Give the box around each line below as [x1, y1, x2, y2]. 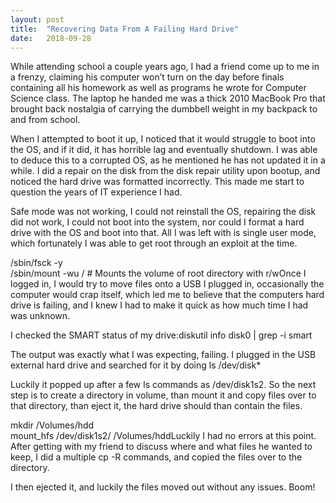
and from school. [10, 114, 81, 126]
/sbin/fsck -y [10, 257, 63, 269]
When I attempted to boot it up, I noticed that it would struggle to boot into [10, 133, 316, 145]
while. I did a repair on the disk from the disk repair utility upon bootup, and [10, 165, 321, 177]
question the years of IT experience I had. [10, 186, 183, 198]
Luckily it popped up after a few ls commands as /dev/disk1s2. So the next [10, 379, 317, 391]
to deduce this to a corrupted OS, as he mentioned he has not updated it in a [10, 154, 326, 166]
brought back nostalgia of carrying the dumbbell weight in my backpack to [10, 103, 318, 115]
